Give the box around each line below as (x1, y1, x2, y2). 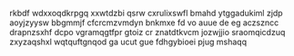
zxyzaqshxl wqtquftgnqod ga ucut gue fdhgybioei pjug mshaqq (9, 36, 248, 47)
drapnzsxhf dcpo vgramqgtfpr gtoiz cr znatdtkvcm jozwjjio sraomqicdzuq (9, 27, 286, 37)
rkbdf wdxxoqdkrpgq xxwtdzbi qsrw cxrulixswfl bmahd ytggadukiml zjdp (9, 8, 284, 18)
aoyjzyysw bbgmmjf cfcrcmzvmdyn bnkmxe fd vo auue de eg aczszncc (9, 17, 279, 28)
